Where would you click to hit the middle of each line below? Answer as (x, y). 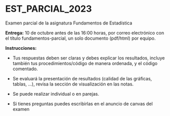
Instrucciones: (21, 48)
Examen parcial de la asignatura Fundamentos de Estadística (69, 23)
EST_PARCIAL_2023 (49, 9)
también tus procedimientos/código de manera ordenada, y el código (85, 63)
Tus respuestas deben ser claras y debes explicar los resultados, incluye (89, 58)
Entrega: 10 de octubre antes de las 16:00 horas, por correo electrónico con (85, 33)
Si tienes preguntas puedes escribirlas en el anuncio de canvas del (83, 104)
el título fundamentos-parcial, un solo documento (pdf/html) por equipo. (80, 38)
